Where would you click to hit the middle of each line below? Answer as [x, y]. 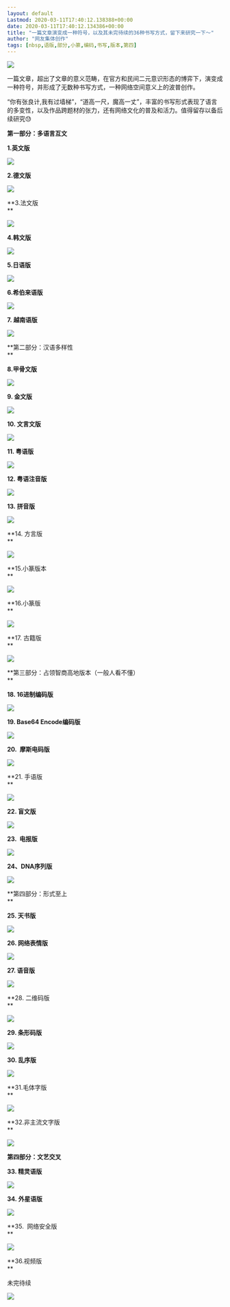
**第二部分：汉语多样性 [40, 347]
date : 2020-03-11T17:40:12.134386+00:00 [66, 26]
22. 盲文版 [22, 811]
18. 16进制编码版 [30, 694]
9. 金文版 [20, 396]
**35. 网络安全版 [32, 1226]
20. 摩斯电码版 [28, 749]
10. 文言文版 [24, 424]
